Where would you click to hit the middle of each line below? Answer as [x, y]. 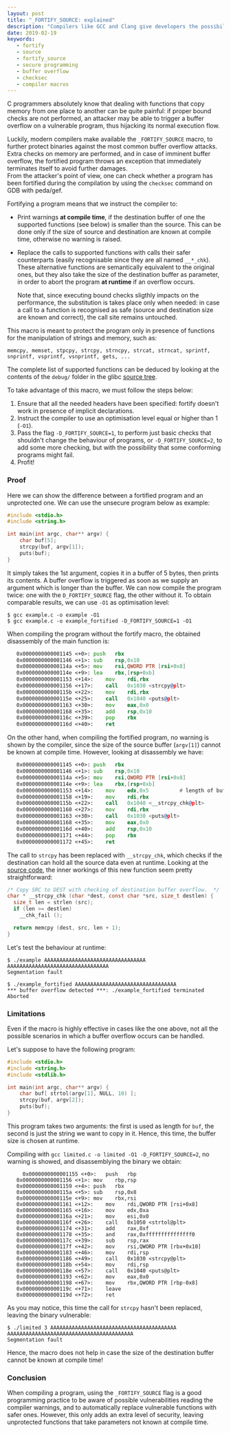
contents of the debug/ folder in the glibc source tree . [82, 377]
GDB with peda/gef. [35, 191]
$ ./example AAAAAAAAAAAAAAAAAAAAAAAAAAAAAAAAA [77, 960]
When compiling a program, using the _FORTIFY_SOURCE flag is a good [104, 1393]
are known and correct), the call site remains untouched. [97, 318]
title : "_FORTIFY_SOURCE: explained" [61, 20]
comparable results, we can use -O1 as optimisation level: [88, 602]
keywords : [21, 39]
